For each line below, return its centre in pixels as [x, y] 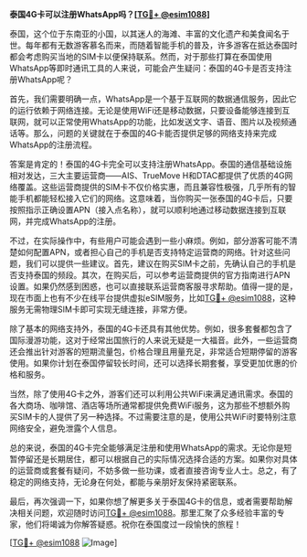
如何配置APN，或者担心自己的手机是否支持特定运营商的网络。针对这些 [150, 252]
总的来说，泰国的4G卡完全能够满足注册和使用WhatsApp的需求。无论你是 [147, 448]
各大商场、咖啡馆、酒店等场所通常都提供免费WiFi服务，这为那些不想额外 [146, 405]
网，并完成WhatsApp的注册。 [65, 221]
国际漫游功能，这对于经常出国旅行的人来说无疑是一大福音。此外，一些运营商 [153, 340]
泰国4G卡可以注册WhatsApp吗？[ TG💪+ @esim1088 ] [110, 14]
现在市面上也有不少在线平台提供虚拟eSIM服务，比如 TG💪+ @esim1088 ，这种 [153, 298]
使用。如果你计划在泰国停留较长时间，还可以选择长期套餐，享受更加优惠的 [149, 363]
